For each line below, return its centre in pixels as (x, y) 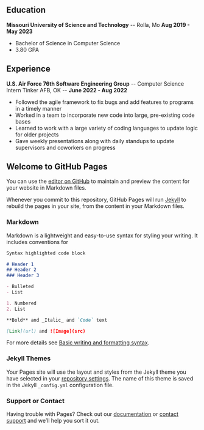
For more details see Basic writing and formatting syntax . (78, 343)
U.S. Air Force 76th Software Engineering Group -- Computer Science (95, 83)
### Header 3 (23, 276)
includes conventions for (37, 242)
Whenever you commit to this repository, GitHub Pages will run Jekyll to (97, 200)
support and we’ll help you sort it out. (53, 421)
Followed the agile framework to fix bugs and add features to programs (104, 102)
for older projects (37, 135)
